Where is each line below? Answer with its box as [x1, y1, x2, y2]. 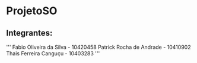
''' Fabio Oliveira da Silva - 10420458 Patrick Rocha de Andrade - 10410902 [6, 43, 191, 51]
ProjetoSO [6, 4, 58, 18]
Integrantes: [6, 28, 53, 38]
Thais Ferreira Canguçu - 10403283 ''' [6, 50, 100, 57]
